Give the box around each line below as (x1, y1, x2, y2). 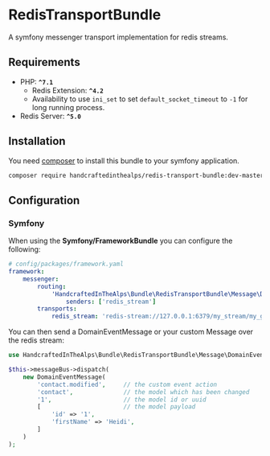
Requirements (8, 55, 80, 69)
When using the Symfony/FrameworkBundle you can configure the (8, 236, 233, 246)
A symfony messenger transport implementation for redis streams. (8, 32, 229, 42)
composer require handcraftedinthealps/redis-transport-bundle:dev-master (8, 171, 264, 179)
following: (8, 244, 41, 254)
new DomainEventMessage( (22, 372, 106, 381)
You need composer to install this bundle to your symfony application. (8, 155, 239, 166)
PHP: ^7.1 (19, 76, 54, 86)
